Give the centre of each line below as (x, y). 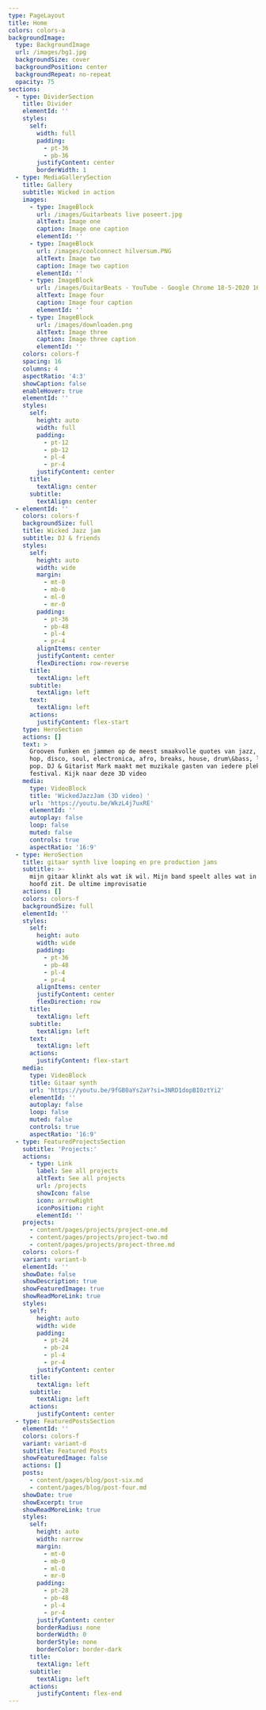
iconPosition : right (70, 1208)
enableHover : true (53, 391)
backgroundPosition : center (62, 67)
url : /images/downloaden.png (85, 325)
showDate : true (47, 1495)
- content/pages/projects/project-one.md (99, 1230)
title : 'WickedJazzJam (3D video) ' (89, 796)
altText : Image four (70, 295)
